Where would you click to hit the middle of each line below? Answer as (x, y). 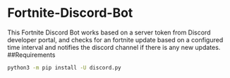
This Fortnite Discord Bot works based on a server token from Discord (109, 32)
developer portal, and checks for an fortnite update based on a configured (115, 39)
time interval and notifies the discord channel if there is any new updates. (114, 47)
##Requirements (31, 55)
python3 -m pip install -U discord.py (64, 67)
